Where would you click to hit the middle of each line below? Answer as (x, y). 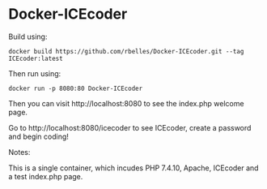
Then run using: (35, 73)
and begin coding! (38, 136)
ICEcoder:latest (36, 58)
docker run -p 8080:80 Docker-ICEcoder (76, 88)
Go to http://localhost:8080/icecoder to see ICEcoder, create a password (130, 127)
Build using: (28, 37)
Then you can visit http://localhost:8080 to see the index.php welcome (126, 103)
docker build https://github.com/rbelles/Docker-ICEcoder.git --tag (126, 51)
